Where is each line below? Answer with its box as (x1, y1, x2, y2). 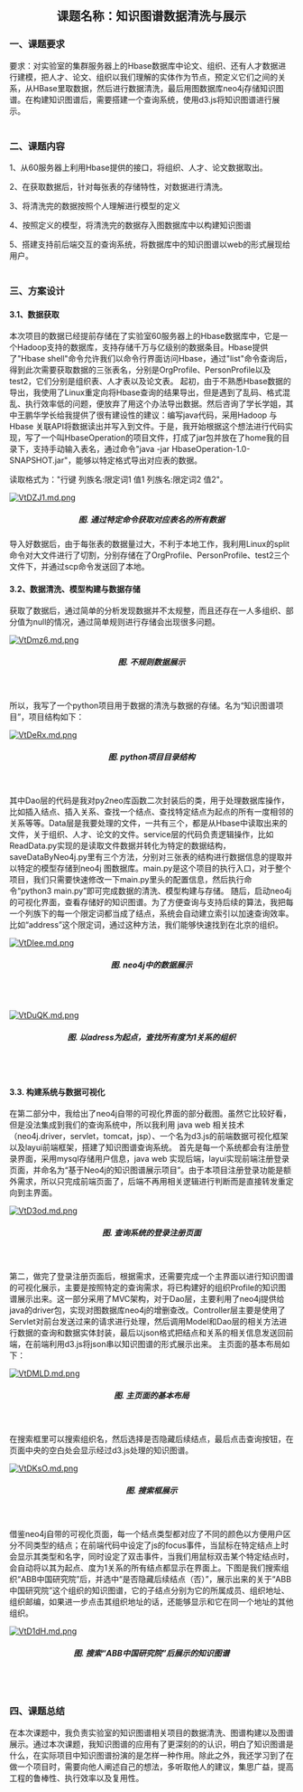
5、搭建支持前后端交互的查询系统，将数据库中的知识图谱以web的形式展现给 (9, 239, 291, 250)
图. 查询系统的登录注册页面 (102, 1227, 201, 1238)
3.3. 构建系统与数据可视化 (9, 1086, 106, 1097)
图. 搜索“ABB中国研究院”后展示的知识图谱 (73, 1647, 230, 1658)
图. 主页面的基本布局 (114, 1390, 189, 1401)
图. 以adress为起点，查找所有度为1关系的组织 (67, 1032, 236, 1042)
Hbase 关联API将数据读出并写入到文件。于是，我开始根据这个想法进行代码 (9, 421, 286, 432)
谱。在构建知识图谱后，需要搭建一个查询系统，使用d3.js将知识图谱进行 (9, 94, 272, 105)
